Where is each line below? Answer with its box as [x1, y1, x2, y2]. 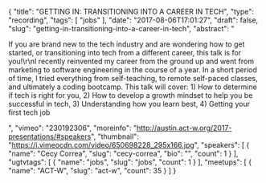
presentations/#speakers [8, 132, 92, 141]
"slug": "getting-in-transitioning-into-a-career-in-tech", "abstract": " [8, 24, 235, 33]
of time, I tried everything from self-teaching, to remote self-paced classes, [8, 74, 259, 83]
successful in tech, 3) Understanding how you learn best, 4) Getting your [8, 100, 251, 108]
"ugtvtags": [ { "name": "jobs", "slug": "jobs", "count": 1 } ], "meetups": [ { [8, 157, 252, 167]
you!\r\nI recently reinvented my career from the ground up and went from [8, 56, 255, 66]
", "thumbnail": [91, 132, 139, 141]
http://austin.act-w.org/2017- [136, 124, 232, 132]
